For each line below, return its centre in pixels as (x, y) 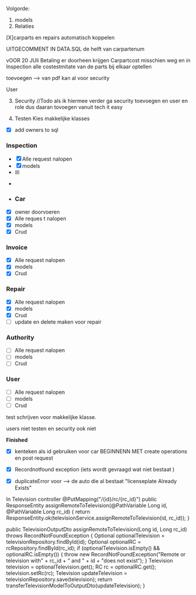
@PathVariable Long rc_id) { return (48, 512)
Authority (20, 337)
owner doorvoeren (37, 212)
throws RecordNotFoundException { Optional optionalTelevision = (85, 536)
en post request (34, 458)
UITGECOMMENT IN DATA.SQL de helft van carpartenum (75, 49)
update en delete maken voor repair (58, 322)
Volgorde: (18, 9)
